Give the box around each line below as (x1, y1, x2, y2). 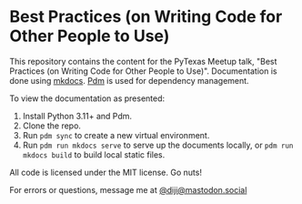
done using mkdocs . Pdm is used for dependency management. (9, 75, 249, 86)
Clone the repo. (22, 120, 82, 131)
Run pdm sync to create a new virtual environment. (22, 129, 210, 140)
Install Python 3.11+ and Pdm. (22, 110, 133, 121)
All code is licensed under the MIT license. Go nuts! (9, 167, 203, 178)
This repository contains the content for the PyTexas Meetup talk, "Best (9, 56, 277, 66)
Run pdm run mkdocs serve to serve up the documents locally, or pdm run (22, 139, 294, 150)
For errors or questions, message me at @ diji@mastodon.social (9, 184, 247, 195)
